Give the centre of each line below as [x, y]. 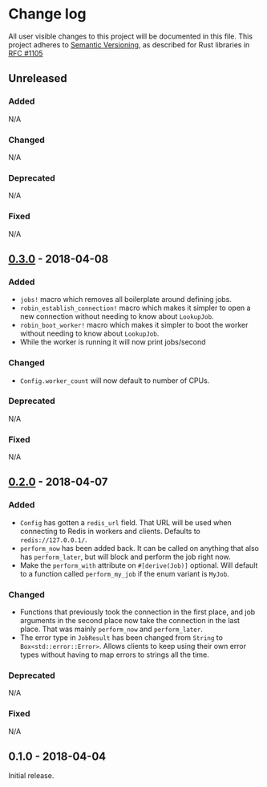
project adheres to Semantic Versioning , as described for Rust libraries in [129, 44]
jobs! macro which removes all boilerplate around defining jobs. [126, 300]
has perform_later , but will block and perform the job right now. [125, 557]
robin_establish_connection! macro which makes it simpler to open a [135, 308]
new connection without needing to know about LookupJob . [117, 316]
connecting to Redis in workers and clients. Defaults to [110, 531]
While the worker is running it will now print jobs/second [113, 342]
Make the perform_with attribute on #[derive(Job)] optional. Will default [139, 565]
